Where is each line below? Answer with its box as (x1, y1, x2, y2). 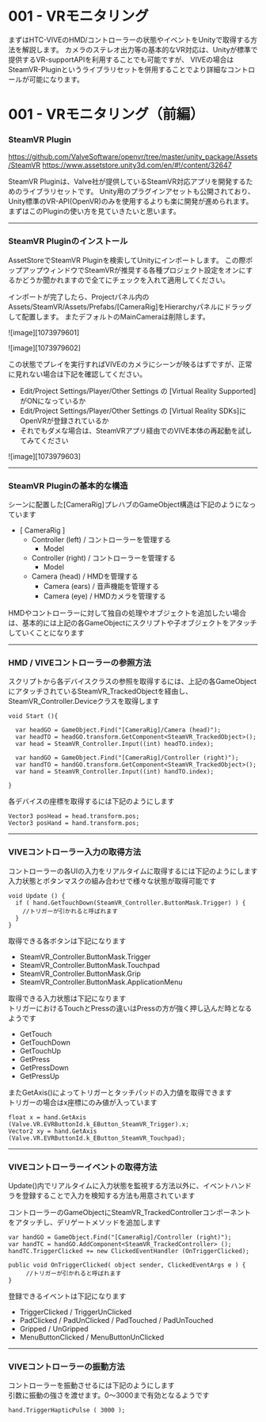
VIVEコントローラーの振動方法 (8, 1361, 125, 1372)
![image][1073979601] (8, 327, 80, 337)
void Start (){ (8, 713, 59, 721)
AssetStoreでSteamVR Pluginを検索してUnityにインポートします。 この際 (8, 255, 246, 265)
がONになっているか (19, 396, 86, 405)
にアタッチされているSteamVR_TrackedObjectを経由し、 (8, 686, 192, 696)
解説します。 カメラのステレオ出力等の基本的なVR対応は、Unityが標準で (21, 44, 259, 54)
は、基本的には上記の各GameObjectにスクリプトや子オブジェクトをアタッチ (8, 618, 257, 628)
